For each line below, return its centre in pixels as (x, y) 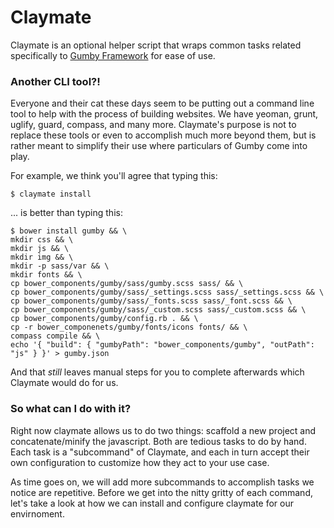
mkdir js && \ (40, 249)
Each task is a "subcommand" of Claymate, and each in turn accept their (160, 452)
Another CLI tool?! (55, 81)
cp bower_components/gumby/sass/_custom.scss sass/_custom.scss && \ (158, 310)
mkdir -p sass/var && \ (60, 266)
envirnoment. (37, 513)
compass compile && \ (55, 336)
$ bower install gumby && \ (69, 231)
